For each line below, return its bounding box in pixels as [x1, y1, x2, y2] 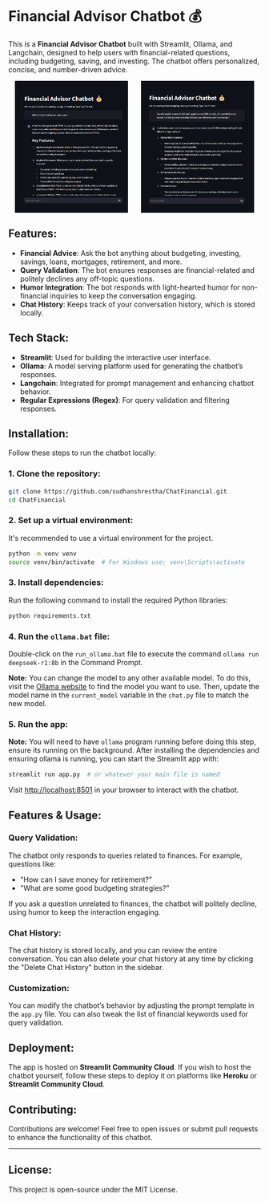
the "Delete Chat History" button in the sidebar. [8, 963, 164, 973]
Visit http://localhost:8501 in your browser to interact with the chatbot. [8, 785, 239, 795]
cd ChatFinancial [8, 496, 66, 504]
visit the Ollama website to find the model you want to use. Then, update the [8, 681, 260, 691]
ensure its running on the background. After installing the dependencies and [8, 745, 260, 755]
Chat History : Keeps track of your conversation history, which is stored [19, 299, 255, 309]
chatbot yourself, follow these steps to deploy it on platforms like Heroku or [8, 1071, 258, 1081]
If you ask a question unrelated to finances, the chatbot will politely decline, [8, 899, 258, 908]
